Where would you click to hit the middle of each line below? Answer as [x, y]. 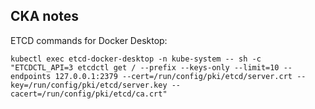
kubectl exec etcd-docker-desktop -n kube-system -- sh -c [136, 59]
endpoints [31, 76]
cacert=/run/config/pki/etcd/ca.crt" [89, 94]
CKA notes [44, 16]
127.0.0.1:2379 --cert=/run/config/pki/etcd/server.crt [173, 76]
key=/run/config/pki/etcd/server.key [89, 85]
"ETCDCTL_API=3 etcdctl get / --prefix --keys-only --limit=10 [145, 67]
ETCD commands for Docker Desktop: [89, 40]
